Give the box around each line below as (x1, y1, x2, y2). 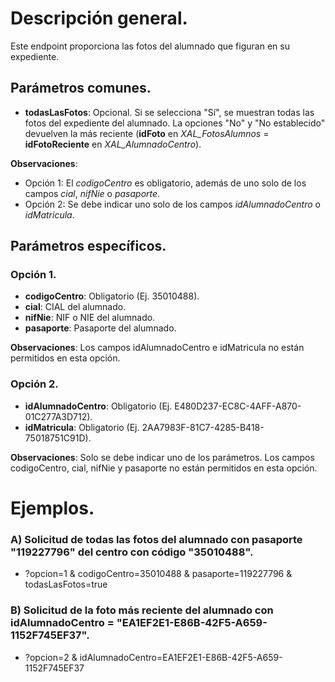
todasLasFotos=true (24, 578, 108, 591)
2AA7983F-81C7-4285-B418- (141, 421, 265, 433)
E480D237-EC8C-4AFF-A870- (174, 400, 302, 412)
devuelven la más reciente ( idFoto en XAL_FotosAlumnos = (24, 127, 270, 139)
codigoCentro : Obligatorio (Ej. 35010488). (24, 290, 200, 302)
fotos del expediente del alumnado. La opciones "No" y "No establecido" (24, 117, 326, 129)
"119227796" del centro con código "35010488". (10, 545, 254, 559)
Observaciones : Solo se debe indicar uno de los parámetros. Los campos (10, 451, 315, 463)
